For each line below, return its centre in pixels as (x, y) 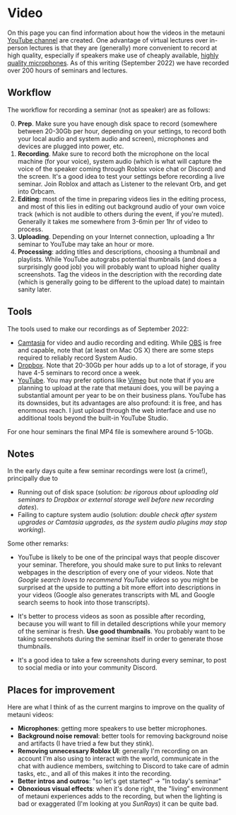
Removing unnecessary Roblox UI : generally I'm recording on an (113, 751)
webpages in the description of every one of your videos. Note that (115, 572)
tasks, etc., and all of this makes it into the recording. (94, 774)
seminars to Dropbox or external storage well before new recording (116, 500)
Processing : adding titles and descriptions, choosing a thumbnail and (119, 251)
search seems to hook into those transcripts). (84, 603)
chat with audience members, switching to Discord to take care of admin (123, 766)
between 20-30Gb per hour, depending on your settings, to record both (122, 131)
